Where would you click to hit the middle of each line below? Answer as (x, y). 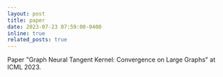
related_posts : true (38, 40)
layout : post (26, 14)
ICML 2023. (24, 67)
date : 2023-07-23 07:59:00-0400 (54, 27)
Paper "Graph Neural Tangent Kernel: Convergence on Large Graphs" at (111, 59)
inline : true (26, 33)
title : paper (26, 20)
